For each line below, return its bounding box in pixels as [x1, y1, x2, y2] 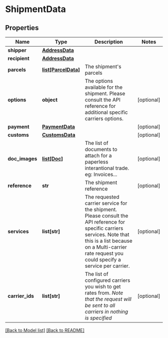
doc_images [7, 155, 37, 162]
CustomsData [42, 131, 75, 138]
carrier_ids [7, 292, 34, 299]
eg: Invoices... [84, 171, 117, 178]
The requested [84, 194, 119, 200]
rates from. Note [84, 289, 123, 296]
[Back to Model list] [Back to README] [5, 327, 85, 333]
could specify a [84, 256, 121, 263]
